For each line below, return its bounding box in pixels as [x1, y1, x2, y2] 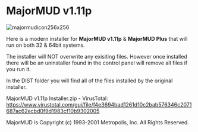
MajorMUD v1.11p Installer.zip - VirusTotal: [6, 95, 108, 102]
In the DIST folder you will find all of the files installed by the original [6, 77, 173, 84]
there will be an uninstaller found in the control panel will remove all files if [6, 59, 188, 66]
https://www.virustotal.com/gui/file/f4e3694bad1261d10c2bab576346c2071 [6, 101, 192, 108]
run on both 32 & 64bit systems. [6, 41, 85, 49]
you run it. [6, 65, 31, 72]
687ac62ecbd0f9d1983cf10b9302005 [6, 107, 100, 114]
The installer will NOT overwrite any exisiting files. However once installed [6, 53, 187, 60]
